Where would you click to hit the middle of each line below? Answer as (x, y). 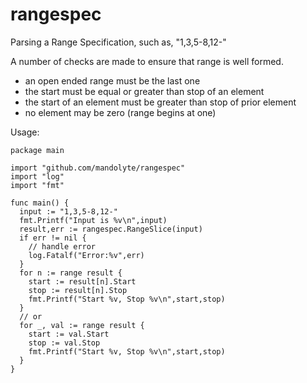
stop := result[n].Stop (78, 290)
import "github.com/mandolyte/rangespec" (98, 168)
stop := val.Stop (64, 343)
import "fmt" (37, 185)
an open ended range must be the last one (112, 80)
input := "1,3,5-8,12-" (68, 211)
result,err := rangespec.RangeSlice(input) (111, 229)
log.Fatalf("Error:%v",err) (86, 255)
